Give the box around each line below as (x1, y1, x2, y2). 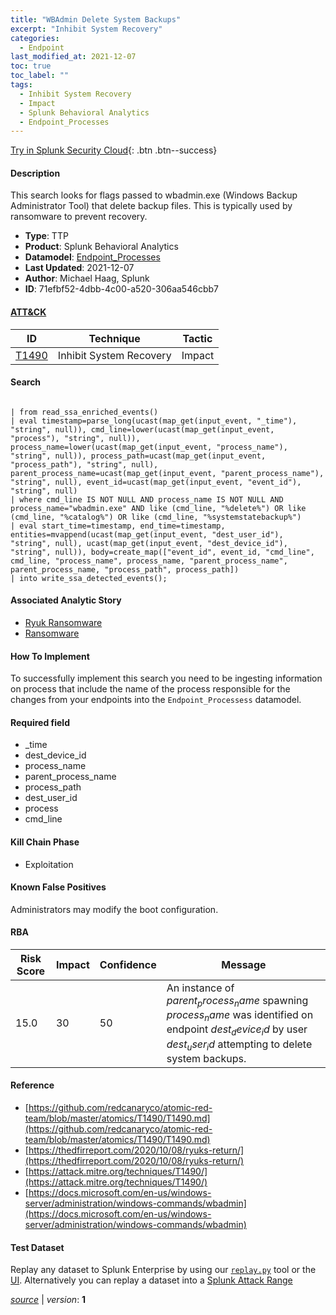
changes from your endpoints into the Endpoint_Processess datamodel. (10, 694, 302, 706)
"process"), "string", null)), (10, 433, 141, 443)
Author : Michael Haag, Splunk (24, 272, 150, 285)
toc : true (10, 61, 52, 71)
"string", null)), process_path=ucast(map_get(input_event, (10, 451, 267, 461)
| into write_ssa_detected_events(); (10, 573, 168, 583)
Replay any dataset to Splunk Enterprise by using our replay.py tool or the (10, 1264, 317, 1276)
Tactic (182, 331, 213, 345)
